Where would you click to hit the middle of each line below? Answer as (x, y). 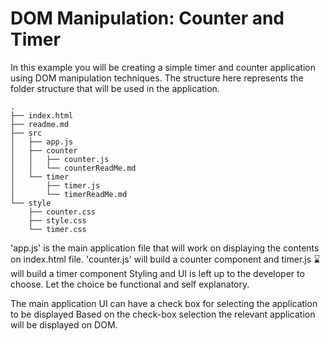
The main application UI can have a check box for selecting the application (164, 303)
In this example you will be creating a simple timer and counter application (163, 67)
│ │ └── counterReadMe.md (73, 168)
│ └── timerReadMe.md (69, 194)
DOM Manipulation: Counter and (147, 18)
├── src (26, 133)
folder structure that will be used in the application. (115, 88)
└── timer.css (57, 229)
